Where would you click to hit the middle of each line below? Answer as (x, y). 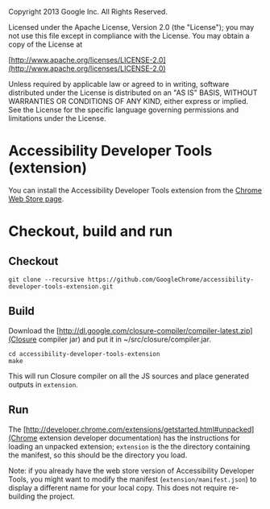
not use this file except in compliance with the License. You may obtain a (129, 36)
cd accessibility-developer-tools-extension (84, 354)
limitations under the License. (57, 118)
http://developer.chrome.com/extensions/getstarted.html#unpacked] (140, 429)
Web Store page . (36, 199)
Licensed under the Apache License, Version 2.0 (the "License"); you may (131, 27)
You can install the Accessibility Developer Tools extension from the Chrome (135, 190)
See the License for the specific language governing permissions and (124, 110)
